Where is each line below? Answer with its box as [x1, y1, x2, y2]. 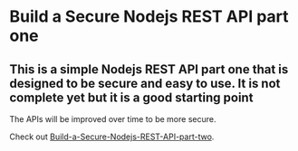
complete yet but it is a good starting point [9, 90, 254, 105]
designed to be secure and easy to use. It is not [9, 75, 281, 91]
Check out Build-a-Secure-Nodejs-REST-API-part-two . [9, 131, 215, 142]
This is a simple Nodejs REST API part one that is [9, 61, 289, 77]
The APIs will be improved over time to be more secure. [9, 114, 216, 124]
